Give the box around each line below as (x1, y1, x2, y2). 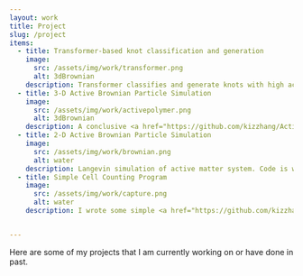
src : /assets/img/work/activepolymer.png (32, 106, 192, 115)
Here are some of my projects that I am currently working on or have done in (9, 246, 294, 257)
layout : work (9, 13, 59, 23)
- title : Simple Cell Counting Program (17, 172, 168, 181)
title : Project (9, 22, 67, 31)
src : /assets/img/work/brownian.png (32, 147, 171, 156)
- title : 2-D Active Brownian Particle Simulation (17, 131, 212, 140)
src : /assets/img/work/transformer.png (32, 64, 183, 73)
